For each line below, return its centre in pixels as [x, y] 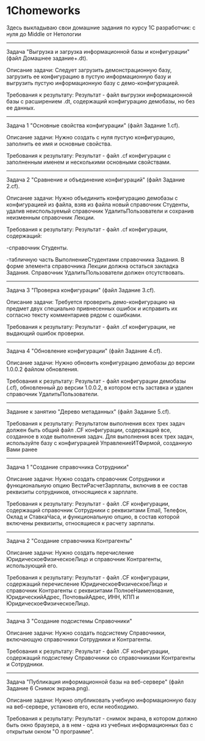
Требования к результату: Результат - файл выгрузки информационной [99, 95]
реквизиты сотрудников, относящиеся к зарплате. [72, 492]
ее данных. [21, 108]
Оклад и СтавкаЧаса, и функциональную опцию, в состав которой [93, 517]
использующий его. [32, 566]
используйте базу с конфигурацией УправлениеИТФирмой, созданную [99, 443]
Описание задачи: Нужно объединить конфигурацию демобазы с [92, 198]
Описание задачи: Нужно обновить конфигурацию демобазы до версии [101, 363]
